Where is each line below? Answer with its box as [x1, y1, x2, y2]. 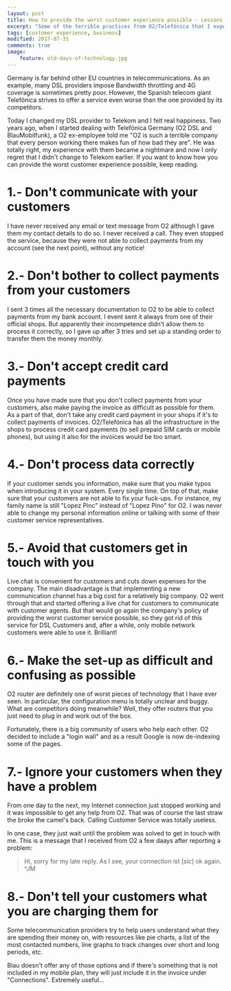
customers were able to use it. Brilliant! [7, 628, 118, 637]
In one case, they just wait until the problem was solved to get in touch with [7, 829, 221, 838]
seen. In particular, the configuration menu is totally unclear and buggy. [7, 697, 210, 705]
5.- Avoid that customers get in [7, 540, 188, 555]
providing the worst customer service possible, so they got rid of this [7, 614, 203, 622]
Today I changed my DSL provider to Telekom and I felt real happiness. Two [7, 116, 221, 125]
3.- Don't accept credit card [7, 359, 168, 374]
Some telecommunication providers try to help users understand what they [7, 926, 220, 935]
